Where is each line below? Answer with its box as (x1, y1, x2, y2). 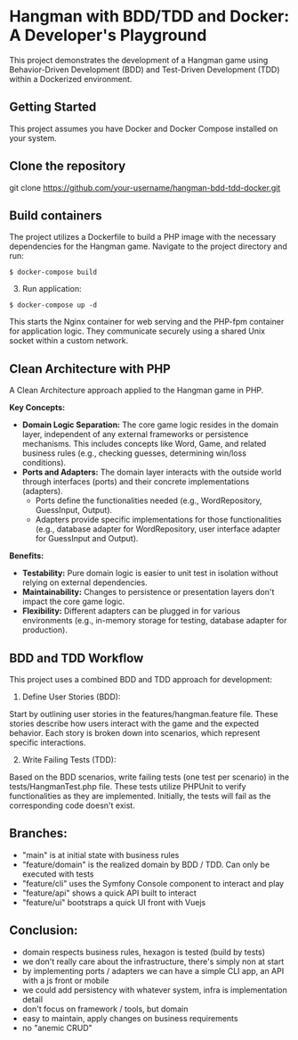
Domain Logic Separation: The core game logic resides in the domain (21, 419, 278, 430)
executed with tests (21, 868, 94, 879)
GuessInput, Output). (35, 505, 113, 516)
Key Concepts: (9, 402, 65, 413)
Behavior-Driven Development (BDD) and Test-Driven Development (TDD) (9, 64, 280, 75)
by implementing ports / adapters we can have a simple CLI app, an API (21, 965, 285, 976)
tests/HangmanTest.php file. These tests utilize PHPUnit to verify (9, 781, 246, 791)
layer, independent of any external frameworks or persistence (21, 429, 249, 440)
